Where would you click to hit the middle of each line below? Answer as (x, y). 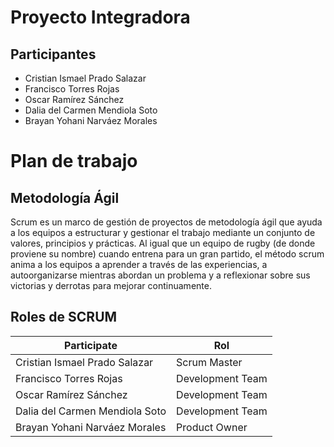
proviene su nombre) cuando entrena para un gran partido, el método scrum (167, 254)
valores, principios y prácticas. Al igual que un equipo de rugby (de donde (163, 243)
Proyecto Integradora (100, 17)
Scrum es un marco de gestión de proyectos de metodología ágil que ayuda (166, 222)
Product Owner (212, 427)
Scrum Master (209, 362)
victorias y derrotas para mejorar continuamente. (111, 285)
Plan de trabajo (74, 161)
